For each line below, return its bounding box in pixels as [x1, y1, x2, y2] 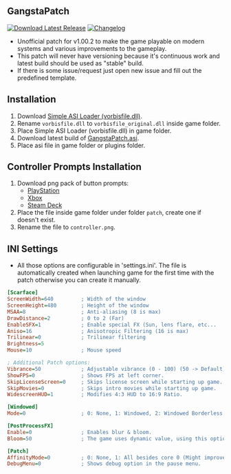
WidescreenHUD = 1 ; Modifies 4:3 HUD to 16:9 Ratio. [7, 391, 184, 398]
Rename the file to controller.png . [16, 223, 115, 231]
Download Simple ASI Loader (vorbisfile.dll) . [16, 111, 142, 120]
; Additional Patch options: [7, 359, 91, 366]
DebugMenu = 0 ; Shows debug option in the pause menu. [7, 460, 201, 467]
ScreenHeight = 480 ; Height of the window [7, 302, 149, 309]
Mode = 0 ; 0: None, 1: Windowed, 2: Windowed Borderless [7, 410, 223, 417]
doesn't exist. [16, 216, 56, 224]
